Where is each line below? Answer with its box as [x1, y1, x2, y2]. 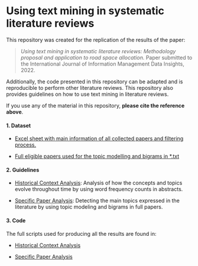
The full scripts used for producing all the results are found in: [6, 230, 157, 237]
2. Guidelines [6, 166, 40, 173]
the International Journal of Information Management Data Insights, [20, 60, 184, 67]
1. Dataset [6, 122, 31, 129]
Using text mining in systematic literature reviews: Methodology [20, 47, 176, 54]
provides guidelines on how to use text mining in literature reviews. [6, 90, 169, 98]
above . [6, 108, 24, 115]
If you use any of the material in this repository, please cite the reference [6, 102, 185, 109]
